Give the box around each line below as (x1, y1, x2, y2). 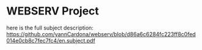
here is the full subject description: (6, 24, 93, 31)
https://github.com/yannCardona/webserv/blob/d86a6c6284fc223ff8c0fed (6, 30, 197, 37)
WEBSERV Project (6, 4, 99, 18)
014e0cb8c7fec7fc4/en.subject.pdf (6, 37, 96, 44)
